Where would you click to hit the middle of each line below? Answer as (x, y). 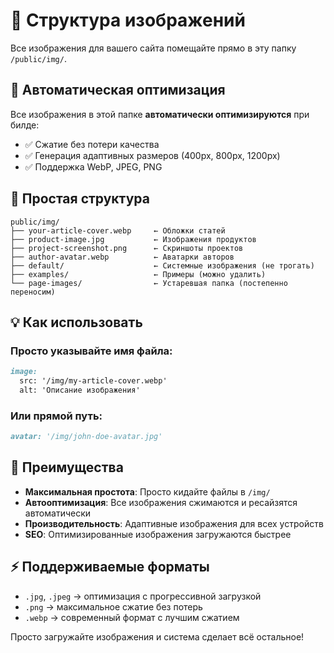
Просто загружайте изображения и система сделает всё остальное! (157, 636)
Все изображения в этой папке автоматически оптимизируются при (160, 114)
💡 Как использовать (76, 322)
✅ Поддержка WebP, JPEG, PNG (93, 166)
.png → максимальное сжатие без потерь (113, 606)
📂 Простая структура (80, 199)
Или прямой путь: (56, 416)
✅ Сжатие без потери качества (92, 144)
